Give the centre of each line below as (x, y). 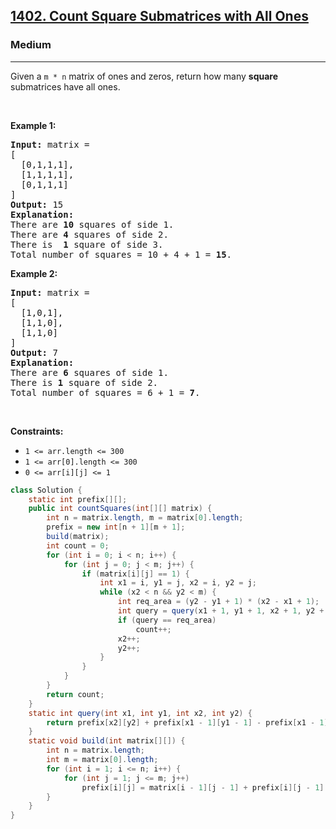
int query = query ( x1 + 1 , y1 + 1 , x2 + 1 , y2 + (221, 611)
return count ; (75, 694)
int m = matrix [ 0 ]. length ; (102, 760)
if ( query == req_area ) (167, 620)
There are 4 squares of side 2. (89, 234)
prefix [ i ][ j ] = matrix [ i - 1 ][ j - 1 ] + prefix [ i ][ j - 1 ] (203, 787)
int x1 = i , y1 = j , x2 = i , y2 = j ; (178, 583)
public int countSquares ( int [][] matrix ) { (120, 509)
